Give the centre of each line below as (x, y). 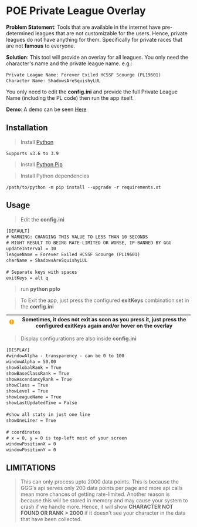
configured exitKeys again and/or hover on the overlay (104, 326)
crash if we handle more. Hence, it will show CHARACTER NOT (97, 507)
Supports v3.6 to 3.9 (33, 153)
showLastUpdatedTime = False (42, 403)
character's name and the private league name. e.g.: (69, 63)
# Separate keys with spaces (42, 272)
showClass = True (27, 385)
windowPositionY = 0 (31, 450)
